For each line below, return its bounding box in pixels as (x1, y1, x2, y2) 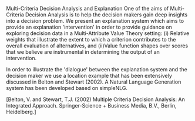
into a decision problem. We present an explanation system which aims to (6, 18, 184, 24)
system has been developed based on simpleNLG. (6, 85, 128, 91)
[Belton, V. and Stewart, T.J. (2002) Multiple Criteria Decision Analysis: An (6, 96, 185, 103)
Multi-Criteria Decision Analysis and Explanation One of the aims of (6, 5, 169, 12)
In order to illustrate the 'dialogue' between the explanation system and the (6, 66, 188, 72)
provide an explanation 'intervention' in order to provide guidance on (6, 23, 172, 30)
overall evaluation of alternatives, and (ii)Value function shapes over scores (6, 42, 189, 49)
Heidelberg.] (6, 108, 36, 115)
